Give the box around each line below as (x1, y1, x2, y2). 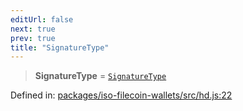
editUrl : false (10, 14, 74, 25)
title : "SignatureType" (10, 42, 110, 53)
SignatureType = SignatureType (34, 70, 167, 82)
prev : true (10, 33, 56, 43)
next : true (10, 24, 56, 34)
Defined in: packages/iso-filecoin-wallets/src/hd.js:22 (10, 89, 233, 101)
